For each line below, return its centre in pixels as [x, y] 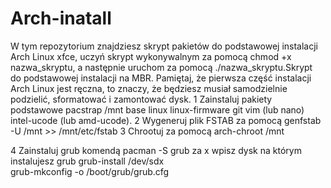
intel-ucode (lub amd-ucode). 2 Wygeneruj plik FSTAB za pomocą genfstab [166, 120]
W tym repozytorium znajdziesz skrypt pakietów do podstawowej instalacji [164, 46]
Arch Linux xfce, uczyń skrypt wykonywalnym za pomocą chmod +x [151, 56]
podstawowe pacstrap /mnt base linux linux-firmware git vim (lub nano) [157, 109]
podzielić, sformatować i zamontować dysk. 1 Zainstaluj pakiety [141, 99]
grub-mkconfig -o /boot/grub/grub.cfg [90, 171]
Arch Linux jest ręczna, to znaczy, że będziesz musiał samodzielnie [149, 88]
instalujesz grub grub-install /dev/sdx [87, 161]
